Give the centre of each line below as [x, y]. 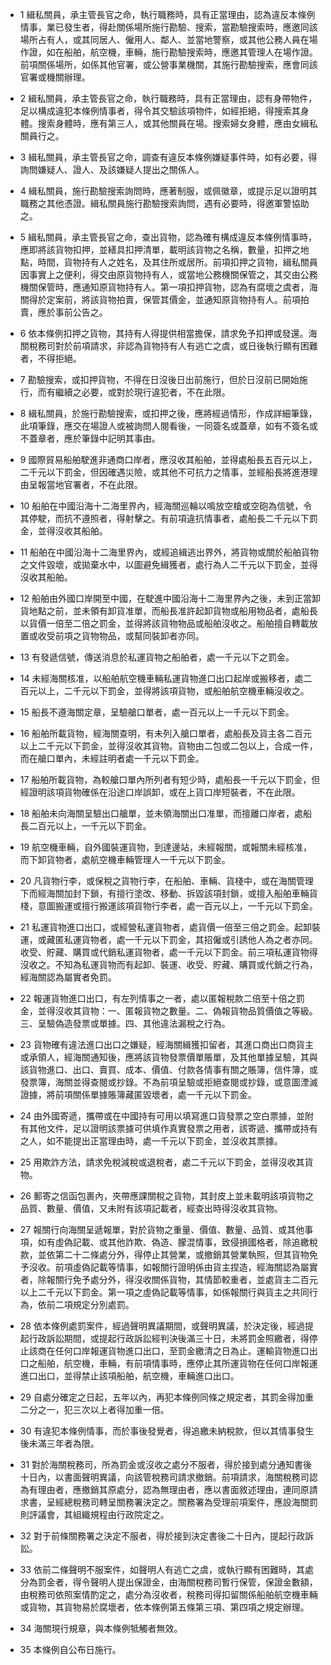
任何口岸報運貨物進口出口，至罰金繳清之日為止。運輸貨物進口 [182, 1351]
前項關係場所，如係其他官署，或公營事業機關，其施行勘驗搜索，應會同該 [168, 64]
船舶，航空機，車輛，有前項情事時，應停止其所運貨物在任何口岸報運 [177, 1363]
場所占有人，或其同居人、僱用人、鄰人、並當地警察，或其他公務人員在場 [168, 39]
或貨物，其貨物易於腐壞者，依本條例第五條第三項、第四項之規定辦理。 [164, 1607]
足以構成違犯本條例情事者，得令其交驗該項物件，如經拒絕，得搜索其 [160, 111]
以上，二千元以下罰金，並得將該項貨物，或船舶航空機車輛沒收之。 [173, 691]
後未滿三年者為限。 [59, 1443]
